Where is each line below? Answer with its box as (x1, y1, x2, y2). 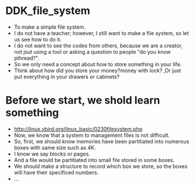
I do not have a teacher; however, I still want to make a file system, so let (13, 29, 189, 36)
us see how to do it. (13, 36, 62, 43)
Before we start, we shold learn (5, 94, 160, 107)
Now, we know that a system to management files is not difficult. (13, 132, 170, 139)
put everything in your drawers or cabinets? (13, 73, 120, 80)
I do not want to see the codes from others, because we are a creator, (13, 42, 183, 49)
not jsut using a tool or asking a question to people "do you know (13, 48, 171, 55)
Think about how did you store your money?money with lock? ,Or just (13, 67, 181, 74)
